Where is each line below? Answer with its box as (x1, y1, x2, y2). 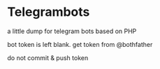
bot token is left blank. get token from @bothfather (7, 40, 153, 48)
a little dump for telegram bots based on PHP (7, 27, 137, 35)
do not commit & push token (7, 53, 89, 62)
